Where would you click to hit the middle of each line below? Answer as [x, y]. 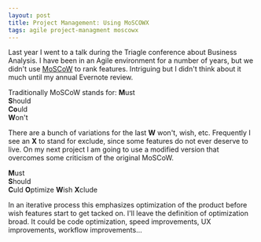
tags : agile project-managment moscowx [74, 30]
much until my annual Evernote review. [71, 77]
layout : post [29, 15]
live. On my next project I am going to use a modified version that [114, 149]
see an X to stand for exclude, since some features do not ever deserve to [129, 141]
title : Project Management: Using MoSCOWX [79, 23]
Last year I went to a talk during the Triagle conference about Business [123, 53]
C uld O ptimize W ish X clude [53, 190]
